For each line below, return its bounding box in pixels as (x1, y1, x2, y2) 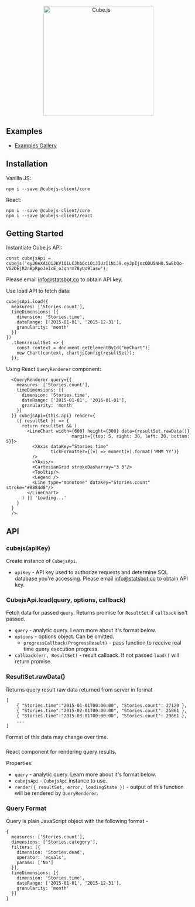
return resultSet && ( (21, 423, 77, 429)
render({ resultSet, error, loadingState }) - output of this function (14, 783, 184, 790)
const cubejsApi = (6, 255, 51, 261)
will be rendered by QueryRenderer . (14, 790, 98, 797)
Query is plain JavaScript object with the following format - (6, 817, 148, 824)
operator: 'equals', (16, 854, 67, 860)
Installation (6, 159, 48, 169)
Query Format (6, 804, 47, 812)
